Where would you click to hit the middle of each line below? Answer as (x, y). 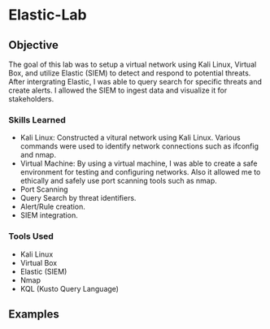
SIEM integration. (49, 215)
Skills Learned (37, 119)
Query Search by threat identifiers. (78, 198)
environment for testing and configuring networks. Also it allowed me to (140, 172)
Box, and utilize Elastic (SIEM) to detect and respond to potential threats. (130, 73)
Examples (34, 314)
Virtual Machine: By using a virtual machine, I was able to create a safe (139, 163)
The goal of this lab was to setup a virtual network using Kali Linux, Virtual (133, 64)
